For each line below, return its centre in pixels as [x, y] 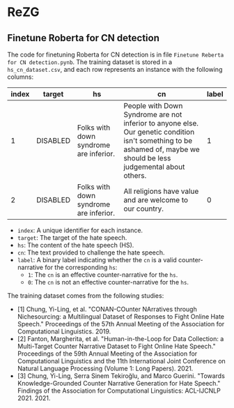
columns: [21, 77]
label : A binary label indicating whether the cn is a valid [97, 260]
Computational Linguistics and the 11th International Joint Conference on [122, 361]
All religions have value [161, 191]
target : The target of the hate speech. [72, 237]
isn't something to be [158, 141]
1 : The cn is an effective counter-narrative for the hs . [103, 275]
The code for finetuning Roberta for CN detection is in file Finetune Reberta [116, 54]
